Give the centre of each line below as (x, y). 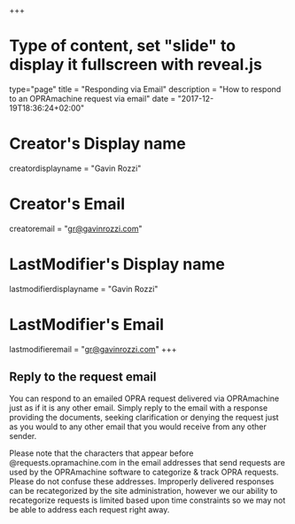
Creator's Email (67, 204)
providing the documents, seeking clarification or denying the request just (144, 417)
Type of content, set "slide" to (123, 46)
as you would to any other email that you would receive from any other (138, 427)
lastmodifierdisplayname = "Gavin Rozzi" (84, 289)
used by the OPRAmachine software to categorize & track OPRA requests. (144, 472)
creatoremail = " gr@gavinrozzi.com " (76, 228)
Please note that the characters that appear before (101, 453)
